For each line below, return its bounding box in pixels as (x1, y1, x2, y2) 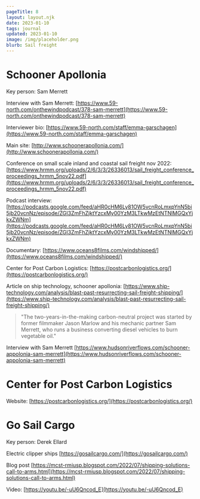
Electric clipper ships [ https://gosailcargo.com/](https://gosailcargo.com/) (6, 450, 188, 457)
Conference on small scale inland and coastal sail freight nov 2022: (6, 159, 172, 167)
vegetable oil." (20, 332, 57, 339)
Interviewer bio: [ (6, 123, 48, 131)
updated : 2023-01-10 (6, 31, 58, 37)
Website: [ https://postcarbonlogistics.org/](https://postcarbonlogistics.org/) (6, 397, 193, 404)
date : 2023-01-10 (6, 20, 50, 26)
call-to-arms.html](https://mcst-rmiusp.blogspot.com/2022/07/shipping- (6, 468, 186, 475)
